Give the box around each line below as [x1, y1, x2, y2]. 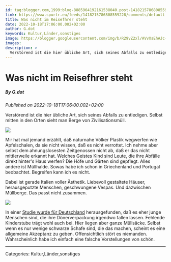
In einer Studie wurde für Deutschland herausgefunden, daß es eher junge [5, 209, 161, 215]
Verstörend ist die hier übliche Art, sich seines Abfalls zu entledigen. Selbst [5, 111, 163, 118]
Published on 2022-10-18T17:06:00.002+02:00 [5, 102, 104, 108]
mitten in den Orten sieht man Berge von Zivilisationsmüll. [5, 117, 126, 123]
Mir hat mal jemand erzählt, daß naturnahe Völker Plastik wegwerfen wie [5, 136, 157, 142]
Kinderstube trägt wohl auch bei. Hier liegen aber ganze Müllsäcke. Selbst [5, 220, 161, 226]
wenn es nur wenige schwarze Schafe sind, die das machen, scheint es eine [5, 225, 165, 231]
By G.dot [5, 89, 24, 95]
